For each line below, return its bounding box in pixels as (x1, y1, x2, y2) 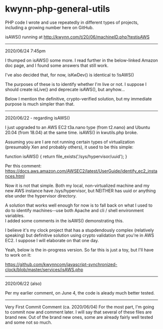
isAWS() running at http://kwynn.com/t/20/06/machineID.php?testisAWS (5, 34, 150, 40)
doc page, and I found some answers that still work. (5, 62, 109, 68)
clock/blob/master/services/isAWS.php (5, 266, 83, 272)
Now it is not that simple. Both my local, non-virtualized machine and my (5, 182, 150, 188)
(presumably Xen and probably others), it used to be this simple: (5, 144, 133, 150)
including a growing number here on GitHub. (5, 24, 94, 30)
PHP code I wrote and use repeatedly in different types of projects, (5, 19, 139, 25)
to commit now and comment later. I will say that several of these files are (5, 309, 152, 315)
